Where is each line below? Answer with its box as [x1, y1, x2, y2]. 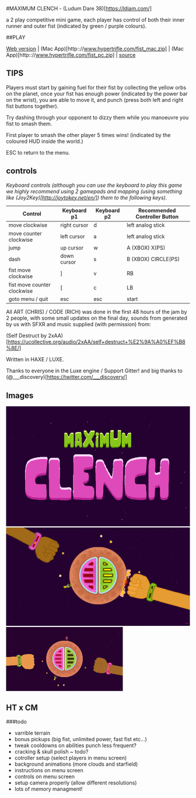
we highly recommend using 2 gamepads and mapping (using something [6, 187, 183, 195]
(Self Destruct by [6, 332, 47, 339]
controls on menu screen [14, 773, 75, 780]
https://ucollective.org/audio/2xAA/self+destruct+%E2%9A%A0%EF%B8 [8, 338, 185, 345]
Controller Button [135, 213, 179, 220]
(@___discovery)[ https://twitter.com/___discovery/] [6, 374, 127, 381]
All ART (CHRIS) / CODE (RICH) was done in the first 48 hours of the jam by [6, 309, 188, 316]
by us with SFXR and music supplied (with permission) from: [6, 321, 151, 328]
